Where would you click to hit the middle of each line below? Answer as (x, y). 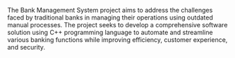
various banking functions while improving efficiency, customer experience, (117, 40)
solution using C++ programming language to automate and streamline (110, 32)
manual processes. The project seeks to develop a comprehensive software (117, 25)
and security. (26, 47)
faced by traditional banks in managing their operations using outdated (110, 17)
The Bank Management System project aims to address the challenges (110, 10)
